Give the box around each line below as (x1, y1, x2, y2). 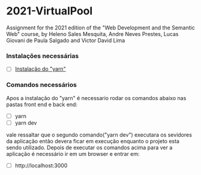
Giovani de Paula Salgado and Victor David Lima (6, 37, 125, 44)
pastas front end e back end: (6, 101, 78, 108)
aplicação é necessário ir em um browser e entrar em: (6, 150, 140, 157)
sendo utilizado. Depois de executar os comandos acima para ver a (6, 144, 173, 151)
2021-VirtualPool (6, 4, 93, 18)
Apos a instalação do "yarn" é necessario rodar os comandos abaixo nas (6, 94, 187, 101)
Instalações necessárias (6, 52, 79, 60)
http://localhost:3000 (14, 162, 68, 169)
